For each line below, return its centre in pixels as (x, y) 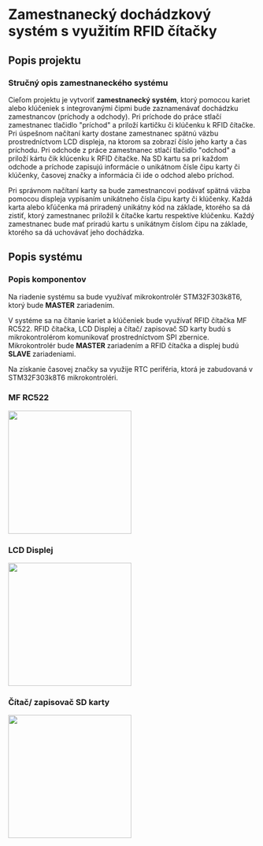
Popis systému (45, 257)
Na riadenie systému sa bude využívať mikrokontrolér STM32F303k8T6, (125, 296)
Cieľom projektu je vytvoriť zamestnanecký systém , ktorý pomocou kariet (129, 99)
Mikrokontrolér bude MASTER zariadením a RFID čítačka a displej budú (124, 345)
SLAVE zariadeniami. (42, 354)
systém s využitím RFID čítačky (113, 31)
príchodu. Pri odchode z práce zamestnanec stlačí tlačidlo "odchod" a (122, 150)
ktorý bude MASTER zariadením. (61, 305)
